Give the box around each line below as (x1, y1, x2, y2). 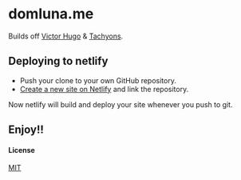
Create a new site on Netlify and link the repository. (19, 84, 189, 94)
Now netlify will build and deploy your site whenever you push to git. (8, 99, 233, 109)
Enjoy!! (8, 123, 44, 137)
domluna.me (8, 5, 94, 23)
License (8, 145, 36, 154)
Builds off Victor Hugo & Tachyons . (8, 31, 124, 41)
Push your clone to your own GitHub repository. (19, 75, 177, 85)
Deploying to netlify (8, 54, 109, 68)
